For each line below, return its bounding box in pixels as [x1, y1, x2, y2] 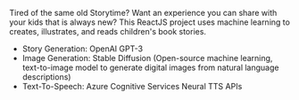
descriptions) [21, 72, 71, 82]
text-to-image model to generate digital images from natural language [21, 62, 279, 73]
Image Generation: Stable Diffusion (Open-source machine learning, [21, 53, 273, 63]
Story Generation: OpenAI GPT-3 [21, 43, 144, 54]
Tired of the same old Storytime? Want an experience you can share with [9, 8, 278, 18]
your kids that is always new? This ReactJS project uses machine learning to [9, 17, 290, 27]
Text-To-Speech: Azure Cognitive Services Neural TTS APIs [21, 81, 243, 91]
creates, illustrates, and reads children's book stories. [9, 27, 207, 36]
